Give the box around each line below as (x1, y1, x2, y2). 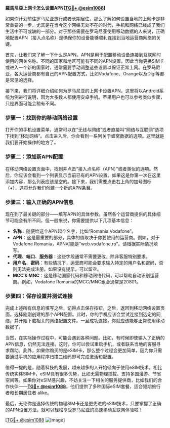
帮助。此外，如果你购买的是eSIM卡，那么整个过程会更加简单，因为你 (9, 348, 153, 354)
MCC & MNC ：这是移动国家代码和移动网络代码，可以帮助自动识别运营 (12, 272, 159, 278)
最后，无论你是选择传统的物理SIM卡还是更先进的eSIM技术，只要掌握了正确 (5, 401, 161, 407)
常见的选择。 (9, 77, 36, 83)
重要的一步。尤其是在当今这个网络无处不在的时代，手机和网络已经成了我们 (9, 22, 165, 28)
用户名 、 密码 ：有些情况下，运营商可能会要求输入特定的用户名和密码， (12, 260, 159, 266)
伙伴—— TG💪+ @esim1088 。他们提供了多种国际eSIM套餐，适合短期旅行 (9, 383, 161, 390)
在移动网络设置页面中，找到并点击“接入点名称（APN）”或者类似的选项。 (5, 165, 154, 172)
